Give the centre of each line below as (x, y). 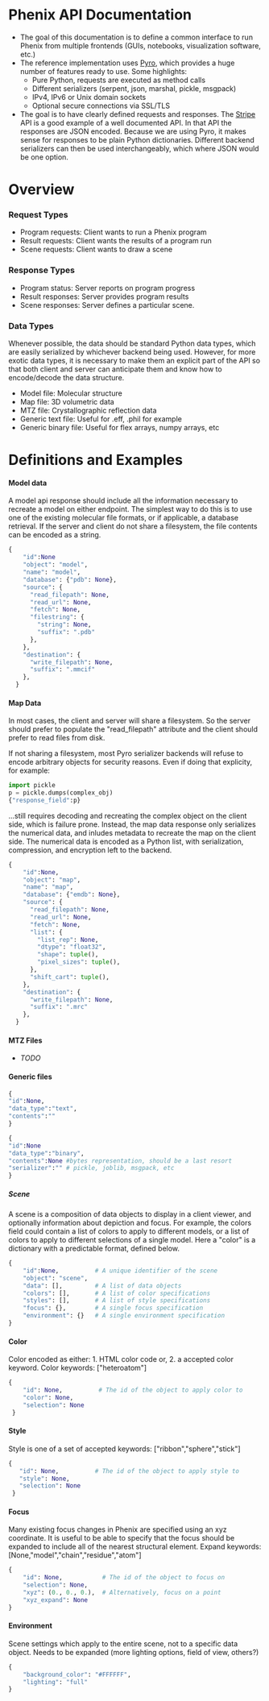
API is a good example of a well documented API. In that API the (126, 122)
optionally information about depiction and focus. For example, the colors (130, 1223)
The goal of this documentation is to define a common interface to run (137, 37)
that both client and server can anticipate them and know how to (116, 369)
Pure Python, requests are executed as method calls (119, 80)
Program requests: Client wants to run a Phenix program (113, 232)
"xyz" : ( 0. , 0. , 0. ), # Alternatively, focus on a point (122, 1592)
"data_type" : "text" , (43, 1109)
